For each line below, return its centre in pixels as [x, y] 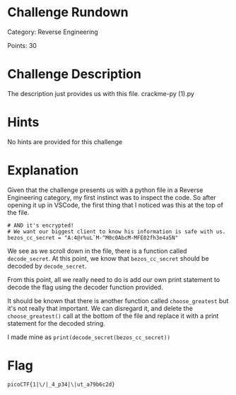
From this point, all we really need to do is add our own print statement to [114, 279]
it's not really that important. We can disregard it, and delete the [100, 308]
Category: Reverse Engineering [53, 32]
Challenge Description [74, 74]
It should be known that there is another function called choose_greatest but [118, 300]
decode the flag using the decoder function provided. [85, 287]
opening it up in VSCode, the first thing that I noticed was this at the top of [116, 205]
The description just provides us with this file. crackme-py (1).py [101, 93]
